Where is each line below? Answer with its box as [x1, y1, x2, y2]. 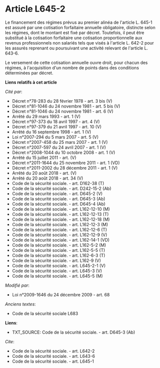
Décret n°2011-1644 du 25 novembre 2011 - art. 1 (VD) [12, 160, 120, 166]
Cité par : [5, 89, 23, 94]
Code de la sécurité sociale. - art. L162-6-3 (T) [12, 252, 106, 258]
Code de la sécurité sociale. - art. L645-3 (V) [12, 268, 102, 274]
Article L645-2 [5, 3, 65, 15]
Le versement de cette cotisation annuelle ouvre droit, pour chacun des [5, 60, 148, 65]
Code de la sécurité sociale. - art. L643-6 [12, 353, 96, 359]
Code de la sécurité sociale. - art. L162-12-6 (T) [12, 227, 108, 232]
